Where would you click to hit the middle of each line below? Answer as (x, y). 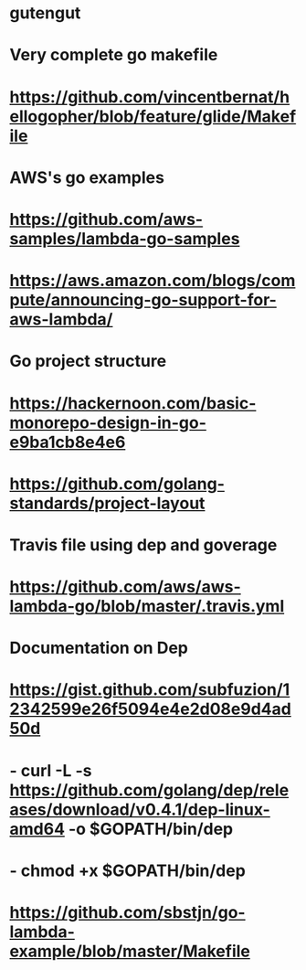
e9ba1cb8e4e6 (68, 442)
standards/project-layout (107, 503)
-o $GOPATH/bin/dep (151, 829)
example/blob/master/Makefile (130, 951)
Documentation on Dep (99, 648)
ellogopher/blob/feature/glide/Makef (153, 116)
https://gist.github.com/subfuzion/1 (150, 690)
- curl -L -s (51, 770)
